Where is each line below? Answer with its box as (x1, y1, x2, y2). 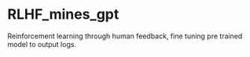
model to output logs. (7, 39, 76, 48)
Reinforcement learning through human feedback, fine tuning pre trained (7, 31, 243, 41)
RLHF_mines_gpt (7, 5, 119, 23)
